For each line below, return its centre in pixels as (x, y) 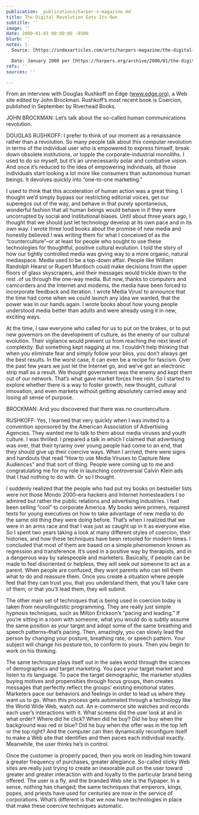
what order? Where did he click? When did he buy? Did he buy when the (94, 719)
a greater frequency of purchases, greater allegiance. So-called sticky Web (98, 762)
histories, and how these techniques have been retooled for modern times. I (99, 539)
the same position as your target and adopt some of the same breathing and (99, 626)
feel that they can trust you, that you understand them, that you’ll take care (97, 583)
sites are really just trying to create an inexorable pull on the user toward (94, 768)
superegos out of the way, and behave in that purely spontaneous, (87, 204)
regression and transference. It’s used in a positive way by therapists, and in (99, 552)
